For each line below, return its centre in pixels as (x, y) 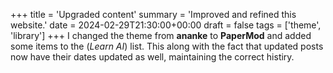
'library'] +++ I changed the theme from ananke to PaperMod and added (161, 35)
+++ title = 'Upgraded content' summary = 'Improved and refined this (153, 14)
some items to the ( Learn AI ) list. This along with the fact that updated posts (167, 46)
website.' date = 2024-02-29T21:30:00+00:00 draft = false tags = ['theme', (166, 25)
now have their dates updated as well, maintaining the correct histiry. (152, 57)
